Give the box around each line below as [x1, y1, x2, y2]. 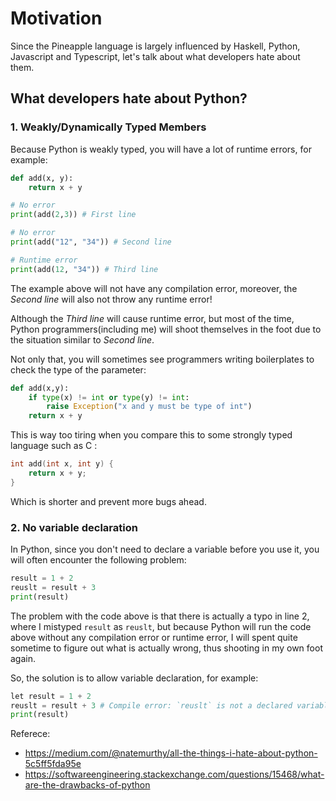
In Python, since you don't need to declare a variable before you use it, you [10, 543, 320, 556]
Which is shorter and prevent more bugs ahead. [10, 495, 207, 507]
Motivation [10, 7, 103, 30]
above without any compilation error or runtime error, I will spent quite [10, 631, 298, 643]
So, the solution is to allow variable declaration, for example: [10, 672, 259, 684]
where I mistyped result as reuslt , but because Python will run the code [10, 620, 312, 632]
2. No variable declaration [10, 520, 138, 534]
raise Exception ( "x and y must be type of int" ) [46, 402, 253, 412]
